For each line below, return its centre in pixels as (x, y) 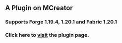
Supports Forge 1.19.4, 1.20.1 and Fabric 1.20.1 (61, 22)
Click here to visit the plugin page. (47, 35)
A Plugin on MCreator (39, 8)
